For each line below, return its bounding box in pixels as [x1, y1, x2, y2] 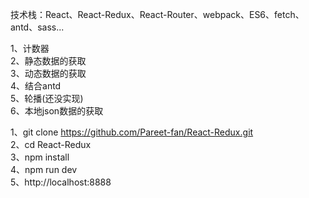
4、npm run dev [10, 164, 78, 175]
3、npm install [10, 151, 70, 163]
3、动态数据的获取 [10, 68, 87, 79]
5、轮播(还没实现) [10, 93, 84, 104]
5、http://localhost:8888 [10, 176, 112, 188]
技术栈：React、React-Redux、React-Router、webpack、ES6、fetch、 [10, 9, 305, 20]
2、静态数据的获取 [10, 55, 87, 67]
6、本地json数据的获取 [10, 105, 104, 117]
